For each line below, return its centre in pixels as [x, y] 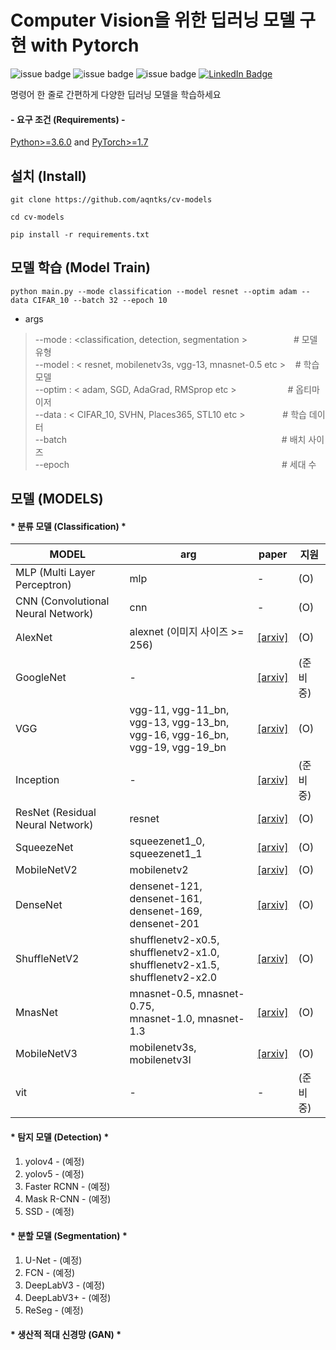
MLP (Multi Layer [55, 573]
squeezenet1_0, [167, 841]
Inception [37, 780]
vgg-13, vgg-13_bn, [179, 723]
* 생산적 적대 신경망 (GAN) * [66, 1335]
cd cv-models [37, 217]
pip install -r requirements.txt [80, 234]
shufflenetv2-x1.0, [174, 953]
